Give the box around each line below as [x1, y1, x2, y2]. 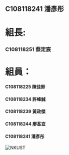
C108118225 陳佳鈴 [5, 84, 45, 90]
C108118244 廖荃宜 [5, 121, 46, 127]
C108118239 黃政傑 [5, 108, 46, 114]
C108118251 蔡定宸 [5, 45, 51, 52]
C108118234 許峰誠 [5, 96, 46, 102]
